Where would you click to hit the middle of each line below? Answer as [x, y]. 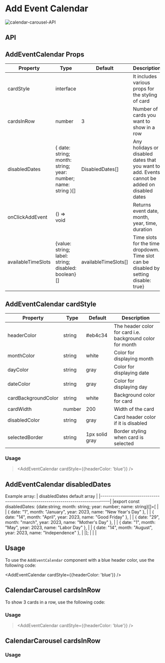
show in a [144, 127]
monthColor [21, 355]
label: [62, 256]
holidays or [146, 148]
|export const [126, 501]
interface [66, 89]
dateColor [19, 384]
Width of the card [134, 409]
